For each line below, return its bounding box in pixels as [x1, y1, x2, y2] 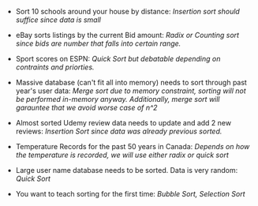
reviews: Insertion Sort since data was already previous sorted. [15, 126, 222, 136]
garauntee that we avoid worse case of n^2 [15, 103, 158, 112]
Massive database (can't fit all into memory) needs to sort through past [15, 78, 247, 87]
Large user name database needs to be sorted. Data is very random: [15, 166, 238, 174]
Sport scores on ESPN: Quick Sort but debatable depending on [15, 54, 221, 63]
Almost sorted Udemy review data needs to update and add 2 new [15, 118, 231, 127]
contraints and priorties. [15, 62, 95, 72]
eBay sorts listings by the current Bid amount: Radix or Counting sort [15, 31, 239, 39]
